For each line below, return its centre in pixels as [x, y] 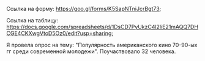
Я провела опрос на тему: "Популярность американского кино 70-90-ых [102, 45]
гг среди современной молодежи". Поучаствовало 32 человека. [91, 51]
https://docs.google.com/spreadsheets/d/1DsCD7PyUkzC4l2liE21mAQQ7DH [102, 27]
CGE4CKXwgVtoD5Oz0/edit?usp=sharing [59, 33]
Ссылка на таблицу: [32, 20]
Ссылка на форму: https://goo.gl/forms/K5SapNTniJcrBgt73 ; [84, 9]
